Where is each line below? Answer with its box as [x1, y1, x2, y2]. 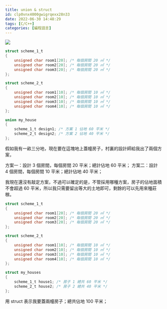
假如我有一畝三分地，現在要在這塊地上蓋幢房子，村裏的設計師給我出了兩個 [5, 145, 158, 152]
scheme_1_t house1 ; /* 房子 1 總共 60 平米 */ [14, 279, 108, 284]
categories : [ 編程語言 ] [5, 26, 51, 31]
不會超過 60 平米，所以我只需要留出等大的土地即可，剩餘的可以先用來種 [5, 185, 153, 191]
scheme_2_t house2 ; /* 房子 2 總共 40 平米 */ [14, 284, 108, 289]
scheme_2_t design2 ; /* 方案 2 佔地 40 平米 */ [14, 131, 110, 137]
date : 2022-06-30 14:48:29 [5, 16, 61, 21]
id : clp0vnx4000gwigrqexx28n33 [5, 12, 70, 17]
